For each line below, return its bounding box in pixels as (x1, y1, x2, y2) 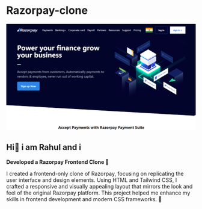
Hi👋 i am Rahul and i (6, 142, 81, 152)
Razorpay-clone (6, 4, 88, 17)
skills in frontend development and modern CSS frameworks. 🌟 (6, 195, 162, 202)
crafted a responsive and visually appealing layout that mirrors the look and (6, 182, 193, 190)
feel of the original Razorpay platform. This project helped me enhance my (6, 189, 191, 196)
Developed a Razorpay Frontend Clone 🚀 (6, 158, 109, 166)
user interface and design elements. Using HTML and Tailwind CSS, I (6, 176, 177, 184)
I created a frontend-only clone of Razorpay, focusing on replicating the (6, 170, 184, 177)
